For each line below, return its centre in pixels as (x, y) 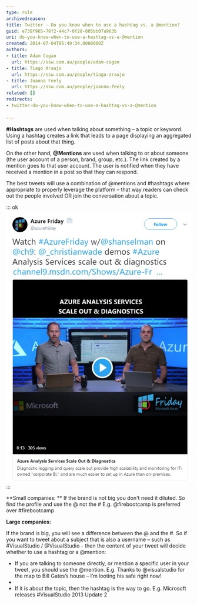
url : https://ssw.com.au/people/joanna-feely (68, 87)
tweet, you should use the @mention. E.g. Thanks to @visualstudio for (100, 570)
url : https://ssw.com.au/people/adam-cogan (65, 62)
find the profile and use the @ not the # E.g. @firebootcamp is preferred (93, 504)
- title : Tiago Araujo (34, 68)
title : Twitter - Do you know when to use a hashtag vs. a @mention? (93, 25)
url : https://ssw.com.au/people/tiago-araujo (68, 74)
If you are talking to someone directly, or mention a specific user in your (102, 563)
